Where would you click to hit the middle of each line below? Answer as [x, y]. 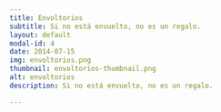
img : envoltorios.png [50, 60]
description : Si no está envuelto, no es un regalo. [111, 86]
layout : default [40, 35]
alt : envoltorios [42, 77]
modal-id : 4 [32, 43]
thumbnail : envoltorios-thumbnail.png [83, 69]
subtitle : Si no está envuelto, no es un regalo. [105, 26]
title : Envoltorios [46, 18]
